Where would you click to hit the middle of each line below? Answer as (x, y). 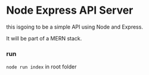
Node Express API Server (70, 10)
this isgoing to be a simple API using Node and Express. (74, 27)
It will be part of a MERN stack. (44, 38)
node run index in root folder (41, 67)
